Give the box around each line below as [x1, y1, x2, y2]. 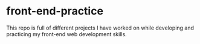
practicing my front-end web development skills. [6, 30, 127, 37]
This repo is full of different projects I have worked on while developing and [6, 24, 195, 31]
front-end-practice [6, 4, 104, 18]
